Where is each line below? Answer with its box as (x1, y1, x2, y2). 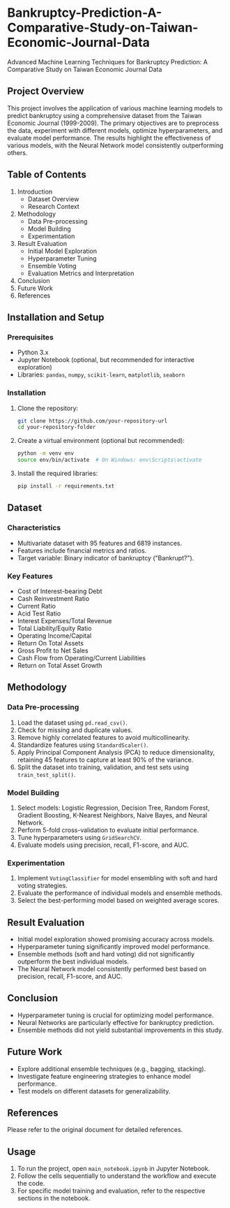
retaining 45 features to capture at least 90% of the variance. (17, 755, 194, 764)
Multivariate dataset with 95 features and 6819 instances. (17, 539, 183, 547)
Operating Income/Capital (17, 631, 92, 640)
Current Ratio (17, 602, 56, 610)
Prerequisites (7, 332, 54, 342)
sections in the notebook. (17, 1194, 91, 1202)
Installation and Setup (7, 311, 105, 323)
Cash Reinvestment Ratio (17, 594, 90, 602)
